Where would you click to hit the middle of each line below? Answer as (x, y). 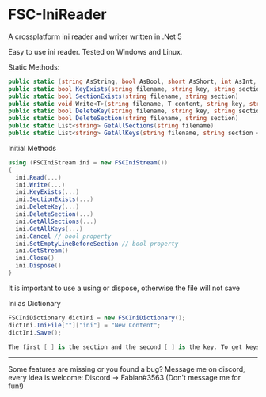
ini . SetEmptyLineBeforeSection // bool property (97, 244)
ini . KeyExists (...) (47, 192)
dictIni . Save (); (35, 333)
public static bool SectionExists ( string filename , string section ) (123, 96)
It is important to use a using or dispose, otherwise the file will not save (124, 288)
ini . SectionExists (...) (54, 199)
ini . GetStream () (42, 251)
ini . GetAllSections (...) (56, 221)
